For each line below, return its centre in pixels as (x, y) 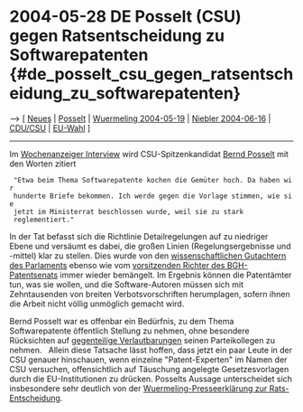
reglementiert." (44, 220)
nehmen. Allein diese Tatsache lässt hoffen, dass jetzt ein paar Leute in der (151, 350)
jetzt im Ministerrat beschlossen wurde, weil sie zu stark (129, 211)
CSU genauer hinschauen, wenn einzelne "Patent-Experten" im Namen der (148, 360)
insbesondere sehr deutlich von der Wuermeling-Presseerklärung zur (138, 388)
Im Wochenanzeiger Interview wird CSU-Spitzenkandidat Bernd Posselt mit (149, 154)
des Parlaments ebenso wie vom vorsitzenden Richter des (117, 265)
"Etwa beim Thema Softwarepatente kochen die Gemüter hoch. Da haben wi (153, 180)
